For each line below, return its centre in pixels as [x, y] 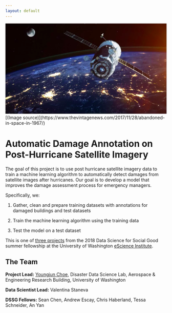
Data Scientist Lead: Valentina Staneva [47, 289]
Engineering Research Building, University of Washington [66, 280]
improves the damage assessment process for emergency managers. [79, 185]
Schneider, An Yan [25, 305]
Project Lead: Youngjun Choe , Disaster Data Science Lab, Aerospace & [80, 274]
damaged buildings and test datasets [52, 210]
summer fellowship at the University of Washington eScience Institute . [79, 246]
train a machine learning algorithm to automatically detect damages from [82, 174]
